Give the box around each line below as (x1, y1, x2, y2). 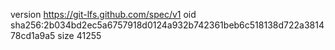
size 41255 (57, 30, 102, 41)
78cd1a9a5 (10, 30, 56, 41)
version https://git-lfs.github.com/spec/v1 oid (10, 9, 197, 20)
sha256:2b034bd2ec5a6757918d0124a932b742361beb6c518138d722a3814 (10, 19, 325, 31)
